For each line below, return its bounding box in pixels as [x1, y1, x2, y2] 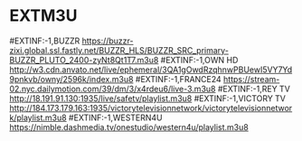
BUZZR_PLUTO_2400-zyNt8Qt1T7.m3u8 [9, 54, 159, 65]
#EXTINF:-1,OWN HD [160, 54, 239, 65]
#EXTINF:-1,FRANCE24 [135, 73, 222, 84]
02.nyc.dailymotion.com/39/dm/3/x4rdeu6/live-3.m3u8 [9, 83, 216, 94]
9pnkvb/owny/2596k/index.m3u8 [9, 73, 134, 84]
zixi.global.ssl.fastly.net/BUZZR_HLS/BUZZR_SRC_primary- [9, 44, 229, 55]
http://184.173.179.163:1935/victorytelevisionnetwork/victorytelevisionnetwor [9, 102, 293, 113]
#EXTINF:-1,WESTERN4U [68, 112, 163, 123]
